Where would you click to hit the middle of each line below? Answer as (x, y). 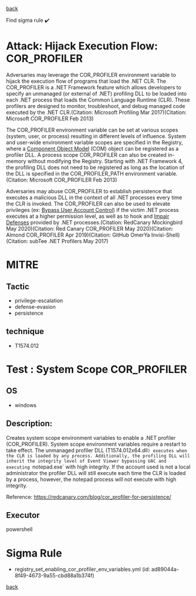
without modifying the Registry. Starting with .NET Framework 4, (105, 161)
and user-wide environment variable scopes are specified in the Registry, (94, 142)
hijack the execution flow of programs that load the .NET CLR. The (86, 81)
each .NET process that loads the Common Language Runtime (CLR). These (98, 100)
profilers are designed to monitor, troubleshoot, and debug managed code (96, 106)
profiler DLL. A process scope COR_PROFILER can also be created (87, 154)
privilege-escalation (39, 300)
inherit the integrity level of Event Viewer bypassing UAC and (86, 461)
